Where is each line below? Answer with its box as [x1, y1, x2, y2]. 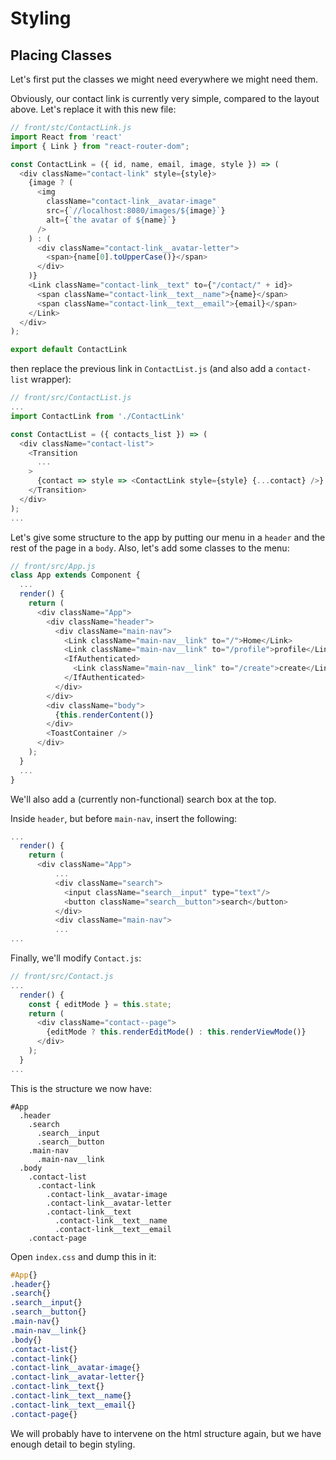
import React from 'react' [10, 132, 123, 142]
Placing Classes [10, 47, 113, 64]
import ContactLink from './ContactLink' [10, 411, 186, 421]
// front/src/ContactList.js [10, 393, 132, 403]
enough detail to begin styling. [10, 1438, 136, 1450]
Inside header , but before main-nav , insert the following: [10, 812, 238, 824]
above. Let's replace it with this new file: [10, 103, 177, 115]
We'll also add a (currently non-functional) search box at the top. [10, 793, 277, 805]
